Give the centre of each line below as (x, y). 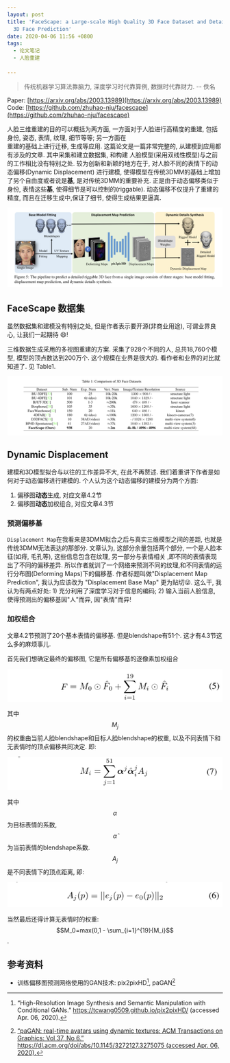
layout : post (26, 14)
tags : (15, 44)
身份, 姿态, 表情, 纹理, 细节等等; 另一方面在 (67, 137)
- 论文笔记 (27, 51)
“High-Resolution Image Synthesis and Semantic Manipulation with (111, 1003)
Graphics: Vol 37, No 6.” (50, 1038)
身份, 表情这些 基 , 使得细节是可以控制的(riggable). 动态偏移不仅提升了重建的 (113, 189)
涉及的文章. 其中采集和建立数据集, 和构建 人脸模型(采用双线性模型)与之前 (115, 155)
